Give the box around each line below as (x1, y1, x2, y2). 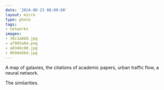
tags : (5, 21, 17, 27)
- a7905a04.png (5, 41, 38, 46)
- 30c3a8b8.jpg (5, 36, 38, 41)
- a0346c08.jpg (5, 46, 38, 51)
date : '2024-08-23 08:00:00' (5, 7, 68, 13)
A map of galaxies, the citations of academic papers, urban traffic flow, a (5, 64, 159, 71)
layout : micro (5, 12, 36, 17)
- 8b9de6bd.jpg (5, 50, 38, 55)
